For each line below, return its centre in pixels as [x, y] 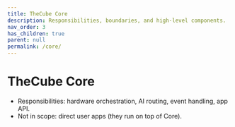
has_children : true [36, 34]
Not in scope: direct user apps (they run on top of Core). [100, 116]
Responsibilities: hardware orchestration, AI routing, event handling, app [123, 101]
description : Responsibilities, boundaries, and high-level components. [117, 20]
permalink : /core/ [34, 47]
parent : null [27, 40]
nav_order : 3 [27, 27]
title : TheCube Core [38, 14]
